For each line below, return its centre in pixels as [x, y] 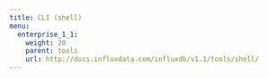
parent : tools [52, 51]
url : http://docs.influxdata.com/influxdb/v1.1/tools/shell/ [142, 59]
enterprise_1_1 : [48, 34]
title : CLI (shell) [46, 17]
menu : [19, 26]
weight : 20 [46, 43]
